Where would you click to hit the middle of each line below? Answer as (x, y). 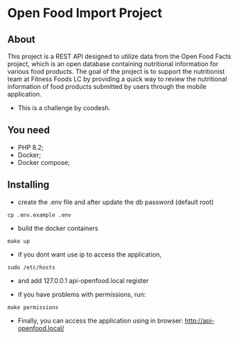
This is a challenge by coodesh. (64, 108)
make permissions (33, 307)
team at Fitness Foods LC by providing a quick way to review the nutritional (117, 79)
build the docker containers (58, 228)
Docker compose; (44, 162)
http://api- (199, 321)
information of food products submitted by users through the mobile (107, 86)
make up (19, 241)
